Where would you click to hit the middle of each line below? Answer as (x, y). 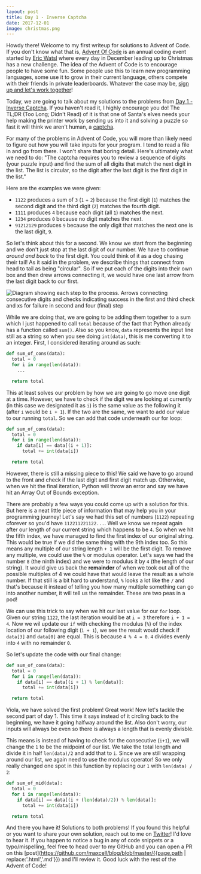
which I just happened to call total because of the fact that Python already (99, 324)
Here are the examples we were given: (54, 188)
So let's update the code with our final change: (64, 654)
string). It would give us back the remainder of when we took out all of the (98, 567)
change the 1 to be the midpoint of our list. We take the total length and (94, 747)
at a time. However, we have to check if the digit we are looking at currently (99, 399)
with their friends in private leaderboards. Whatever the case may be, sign (98, 84)
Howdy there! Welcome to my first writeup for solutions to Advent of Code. (98, 45)
